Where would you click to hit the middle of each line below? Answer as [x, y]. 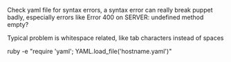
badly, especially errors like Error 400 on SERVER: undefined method [105, 17]
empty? [18, 24]
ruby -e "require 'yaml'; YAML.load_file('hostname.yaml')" [90, 51]
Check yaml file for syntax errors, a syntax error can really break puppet [110, 10]
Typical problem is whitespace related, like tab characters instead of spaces [115, 38]
